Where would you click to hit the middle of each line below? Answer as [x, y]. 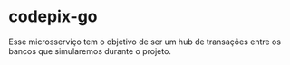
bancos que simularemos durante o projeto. [90, 51]
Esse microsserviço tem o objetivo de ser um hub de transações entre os [145, 42]
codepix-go [53, 17]
